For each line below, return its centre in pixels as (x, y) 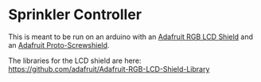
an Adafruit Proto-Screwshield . (59, 45)
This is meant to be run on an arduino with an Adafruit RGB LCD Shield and (130, 37)
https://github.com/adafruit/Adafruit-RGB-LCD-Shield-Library (109, 68)
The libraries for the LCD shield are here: (75, 61)
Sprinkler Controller (75, 15)
